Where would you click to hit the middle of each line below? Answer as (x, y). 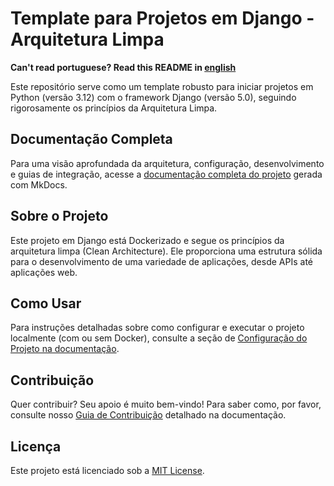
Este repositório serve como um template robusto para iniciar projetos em (162, 86)
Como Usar (46, 303)
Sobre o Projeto (59, 216)
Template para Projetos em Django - (162, 18)
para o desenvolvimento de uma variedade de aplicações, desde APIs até (161, 261)
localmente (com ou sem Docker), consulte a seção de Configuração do (159, 338)
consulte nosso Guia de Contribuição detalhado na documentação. (148, 415)
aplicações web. (44, 272)
